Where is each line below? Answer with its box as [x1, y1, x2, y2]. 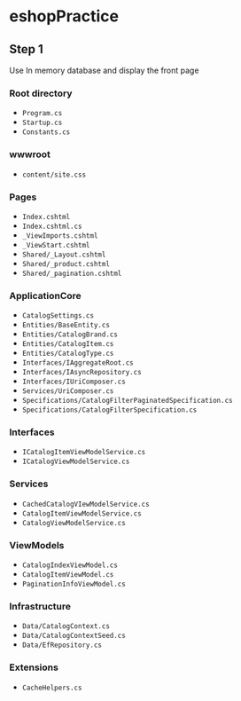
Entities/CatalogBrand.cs [21, 330, 118, 339]
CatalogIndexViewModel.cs [21, 561, 118, 570]
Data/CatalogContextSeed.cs [21, 632, 126, 641]
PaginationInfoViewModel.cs [21, 579, 126, 589]
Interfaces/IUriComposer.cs [21, 377, 126, 387]
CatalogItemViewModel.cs [21, 571, 114, 579]
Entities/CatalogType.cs [21, 349, 114, 358]
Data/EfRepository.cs [21, 641, 102, 650]
